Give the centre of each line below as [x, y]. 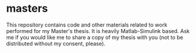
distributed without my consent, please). [56, 44]
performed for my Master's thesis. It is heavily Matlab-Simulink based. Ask [98, 31]
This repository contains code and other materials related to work [87, 25]
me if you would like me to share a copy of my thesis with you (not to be [95, 37]
